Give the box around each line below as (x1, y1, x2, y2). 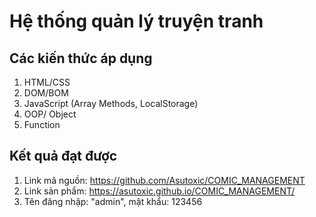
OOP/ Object (23, 108, 77, 120)
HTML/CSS (23, 76, 71, 88)
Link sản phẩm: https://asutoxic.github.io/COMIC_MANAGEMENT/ (23, 185, 296, 197)
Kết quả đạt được (9, 148, 118, 165)
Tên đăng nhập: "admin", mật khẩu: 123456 (23, 195, 203, 207)
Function (23, 119, 61, 130)
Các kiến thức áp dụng (9, 50, 153, 67)
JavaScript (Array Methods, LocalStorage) (23, 98, 199, 109)
